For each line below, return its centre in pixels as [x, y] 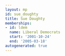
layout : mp [16, 9]
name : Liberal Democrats [35, 32]
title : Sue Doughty [25, 19]
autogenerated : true [26, 46]
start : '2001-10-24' [31, 37]
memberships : [18, 23]
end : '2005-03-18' [29, 41]
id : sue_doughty [22, 14]
